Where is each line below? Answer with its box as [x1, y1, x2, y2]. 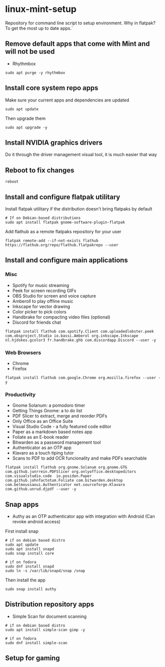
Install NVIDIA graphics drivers [5, 138, 103, 147]
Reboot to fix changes [5, 166, 74, 175]
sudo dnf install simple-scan [5, 640, 68, 645]
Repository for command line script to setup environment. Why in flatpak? [5, 20, 156, 26]
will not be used [5, 47, 55, 56]
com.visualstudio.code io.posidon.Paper [5, 474, 92, 478]
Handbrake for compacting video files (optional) [12, 314, 110, 320]
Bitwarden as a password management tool [12, 439, 101, 446]
